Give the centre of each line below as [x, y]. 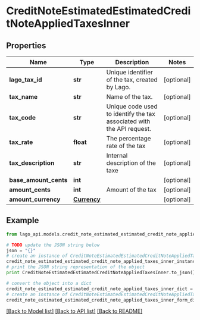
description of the [131, 163]
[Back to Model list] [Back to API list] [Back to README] [74, 311]
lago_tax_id [26, 80]
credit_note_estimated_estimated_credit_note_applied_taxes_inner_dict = [100, 289]
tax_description [32, 163]
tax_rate [21, 142]
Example [23, 220]
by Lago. [118, 87]
